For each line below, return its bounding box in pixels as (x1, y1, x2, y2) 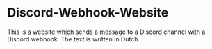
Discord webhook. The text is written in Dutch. (7, 35, 140, 43)
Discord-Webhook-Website (7, 5, 169, 21)
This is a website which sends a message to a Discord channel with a (7, 28, 206, 36)
